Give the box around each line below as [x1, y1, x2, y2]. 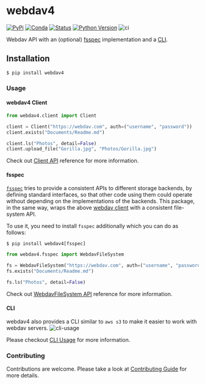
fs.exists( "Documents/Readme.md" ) [6, 268, 95, 275]
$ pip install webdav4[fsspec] [6, 241, 86, 247]
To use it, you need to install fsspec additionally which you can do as [6, 223, 179, 230]
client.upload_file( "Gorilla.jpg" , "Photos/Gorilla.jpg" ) [6, 146, 157, 152]
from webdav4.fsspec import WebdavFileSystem [6, 251, 124, 257]
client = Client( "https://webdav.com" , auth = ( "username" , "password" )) [6, 124, 192, 130]
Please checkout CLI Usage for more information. [6, 336, 131, 344]
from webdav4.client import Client [6, 113, 97, 119]
